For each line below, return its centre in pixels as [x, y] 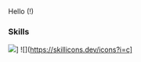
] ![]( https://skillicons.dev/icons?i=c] [74, 49]
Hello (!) [21, 11]
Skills [19, 31]
